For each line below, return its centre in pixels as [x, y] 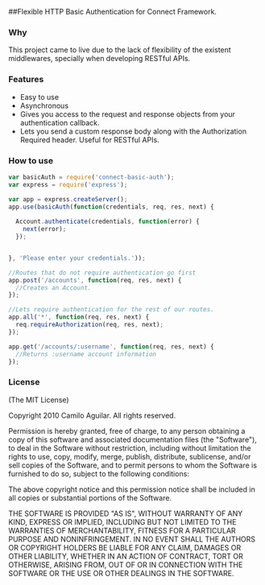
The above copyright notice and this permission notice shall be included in [132, 489]
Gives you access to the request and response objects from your [128, 114]
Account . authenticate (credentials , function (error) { [108, 222]
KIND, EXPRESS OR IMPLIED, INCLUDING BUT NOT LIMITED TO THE [122, 521]
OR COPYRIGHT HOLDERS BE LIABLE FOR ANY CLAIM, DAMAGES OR [125, 547]
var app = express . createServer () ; [68, 199]
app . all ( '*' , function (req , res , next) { [79, 317]
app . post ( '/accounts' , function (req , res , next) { [95, 280]
